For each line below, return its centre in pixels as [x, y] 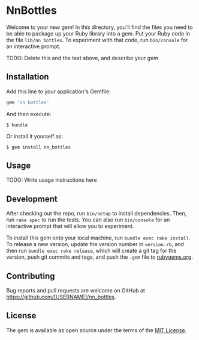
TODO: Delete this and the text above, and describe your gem [82, 58]
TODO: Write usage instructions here [52, 180]
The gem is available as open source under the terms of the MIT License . [97, 330]
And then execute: [29, 114]
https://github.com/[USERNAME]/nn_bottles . [61, 297]
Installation [28, 77]
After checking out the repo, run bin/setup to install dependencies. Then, [97, 214]
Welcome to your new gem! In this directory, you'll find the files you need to [99, 27]
